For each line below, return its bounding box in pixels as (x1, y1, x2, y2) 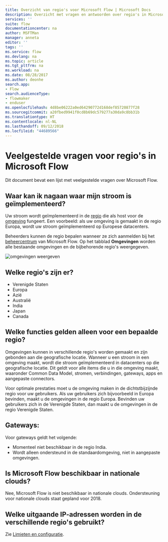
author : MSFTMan (5, 31, 39, 36)
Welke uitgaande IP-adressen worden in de (5, 510, 142, 518)
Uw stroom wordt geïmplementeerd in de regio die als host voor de (5, 213, 143, 219)
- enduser (5, 101, 26, 106)
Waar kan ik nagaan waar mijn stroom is (5, 191, 131, 200)
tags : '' (5, 45, 23, 50)
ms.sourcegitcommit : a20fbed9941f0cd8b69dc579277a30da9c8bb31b (5, 110, 140, 115)
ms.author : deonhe (5, 77, 43, 82)
